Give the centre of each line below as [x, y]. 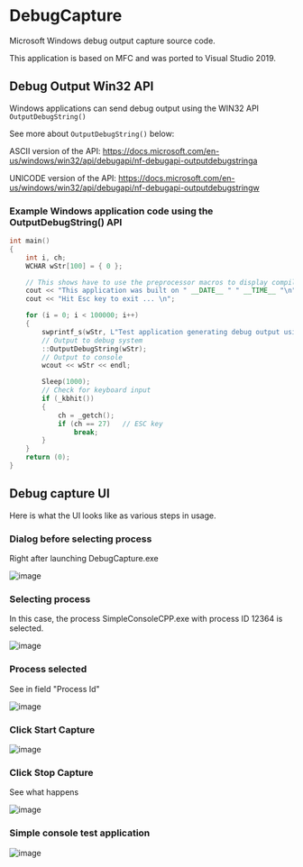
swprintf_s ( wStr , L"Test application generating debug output [161, 332]
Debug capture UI [60, 493]
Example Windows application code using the [111, 211]
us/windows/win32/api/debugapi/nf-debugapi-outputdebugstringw [134, 187]
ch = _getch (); [86, 415]
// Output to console [83, 357]
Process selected [48, 670]
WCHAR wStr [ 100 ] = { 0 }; [74, 266]
